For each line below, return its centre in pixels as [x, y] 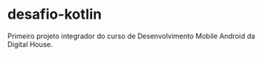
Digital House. [30, 44]
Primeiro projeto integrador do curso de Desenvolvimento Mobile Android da [131, 36]
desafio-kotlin [55, 14]
